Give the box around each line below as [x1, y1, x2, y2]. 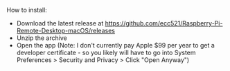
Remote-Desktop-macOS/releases [16, 27, 116, 34]
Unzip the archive [16, 34, 67, 42]
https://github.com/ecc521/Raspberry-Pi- [105, 19, 223, 27]
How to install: [6, 6, 48, 14]
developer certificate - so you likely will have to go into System [16, 48, 196, 57]
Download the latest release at [16, 19, 104, 27]
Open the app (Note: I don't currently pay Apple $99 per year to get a [16, 41, 215, 49]
